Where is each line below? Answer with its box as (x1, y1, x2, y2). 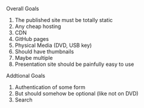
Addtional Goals (6, 72, 46, 79)
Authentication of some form (14, 84, 86, 91)
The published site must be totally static (14, 17, 113, 23)
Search (14, 96, 33, 103)
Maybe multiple (14, 55, 53, 61)
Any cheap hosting (14, 23, 61, 30)
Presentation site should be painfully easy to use (14, 61, 134, 68)
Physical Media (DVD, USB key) (14, 42, 92, 49)
